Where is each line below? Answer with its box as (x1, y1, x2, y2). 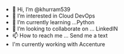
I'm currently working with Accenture (12, 41, 105, 48)
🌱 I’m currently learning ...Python (12, 19, 95, 25)
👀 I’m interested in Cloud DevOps (12, 12, 95, 19)
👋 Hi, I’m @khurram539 (12, 6, 71, 13)
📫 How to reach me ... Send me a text (12, 32, 108, 39)
